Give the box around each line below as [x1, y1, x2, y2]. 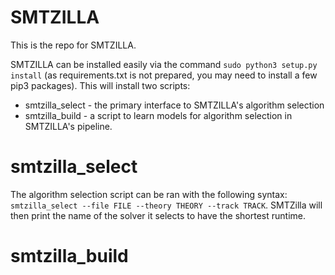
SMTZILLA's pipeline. [24, 120, 113, 132]
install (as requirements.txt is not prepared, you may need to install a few [10, 69, 318, 81]
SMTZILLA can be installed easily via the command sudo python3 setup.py [10, 58, 318, 70]
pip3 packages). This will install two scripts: [10, 79, 191, 91]
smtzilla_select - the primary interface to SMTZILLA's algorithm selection [24, 99, 325, 111]
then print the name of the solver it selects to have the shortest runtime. [10, 209, 306, 221]
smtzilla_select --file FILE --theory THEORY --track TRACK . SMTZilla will [10, 199, 323, 211]
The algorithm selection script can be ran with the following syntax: [10, 188, 288, 200]
